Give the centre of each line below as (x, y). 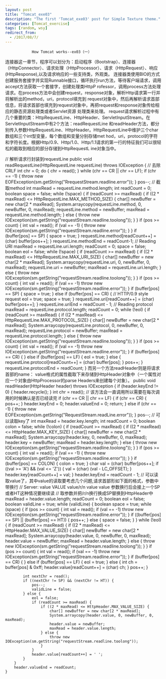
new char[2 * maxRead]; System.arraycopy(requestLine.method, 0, (74, 204)
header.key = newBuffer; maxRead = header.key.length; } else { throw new (81, 442)
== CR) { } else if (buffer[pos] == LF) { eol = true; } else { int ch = (71, 562)
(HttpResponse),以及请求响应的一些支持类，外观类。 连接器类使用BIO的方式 (83, 74)
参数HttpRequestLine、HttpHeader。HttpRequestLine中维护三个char (88, 130)
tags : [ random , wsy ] (27, 28)
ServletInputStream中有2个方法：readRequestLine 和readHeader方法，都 (80, 123)
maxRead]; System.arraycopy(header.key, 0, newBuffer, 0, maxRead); (76, 437)
